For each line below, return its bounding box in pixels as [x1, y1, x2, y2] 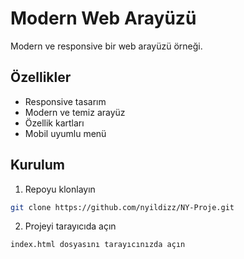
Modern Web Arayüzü [10, 7, 197, 30]
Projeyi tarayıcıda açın [24, 220, 117, 232]
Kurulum [10, 157, 66, 174]
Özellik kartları [24, 117, 85, 129]
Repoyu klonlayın [24, 183, 96, 195]
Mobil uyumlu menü [24, 127, 107, 139]
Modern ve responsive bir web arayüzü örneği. [10, 40, 203, 52]
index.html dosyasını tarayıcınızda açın [10, 240, 186, 250]
